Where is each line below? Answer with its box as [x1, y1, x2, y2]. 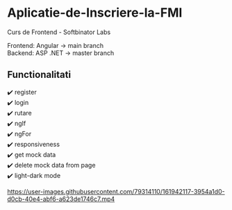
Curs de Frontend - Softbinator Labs [7, 28, 111, 36]
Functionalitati [7, 69, 72, 81]
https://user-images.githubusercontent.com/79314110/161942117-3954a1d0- [7, 187, 225, 195]
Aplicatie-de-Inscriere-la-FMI [7, 5, 183, 21]
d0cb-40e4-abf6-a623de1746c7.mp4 [7, 195, 115, 203]
